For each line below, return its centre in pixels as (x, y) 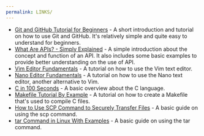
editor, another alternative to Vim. (57, 81)
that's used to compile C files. (52, 101)
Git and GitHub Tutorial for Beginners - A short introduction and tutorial (104, 29)
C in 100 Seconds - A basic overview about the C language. (90, 88)
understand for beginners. (47, 42)
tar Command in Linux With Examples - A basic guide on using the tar (102, 121)
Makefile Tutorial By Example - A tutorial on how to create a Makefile (101, 94)
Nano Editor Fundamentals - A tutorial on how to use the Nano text (99, 75)
